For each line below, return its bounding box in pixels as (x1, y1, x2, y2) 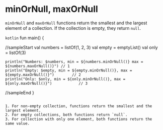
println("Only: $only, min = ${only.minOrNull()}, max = (5, 76, 126, 81)
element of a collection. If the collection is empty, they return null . (5, 25, 141, 31)
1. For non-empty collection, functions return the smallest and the (5, 103, 153, 109)
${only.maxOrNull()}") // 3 (5, 81, 88, 86)
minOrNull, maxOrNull (5, 3, 98, 15)
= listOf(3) (5, 50, 26, 56)
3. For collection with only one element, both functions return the (5, 117, 153, 122)
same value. (5, 121, 30, 126)
